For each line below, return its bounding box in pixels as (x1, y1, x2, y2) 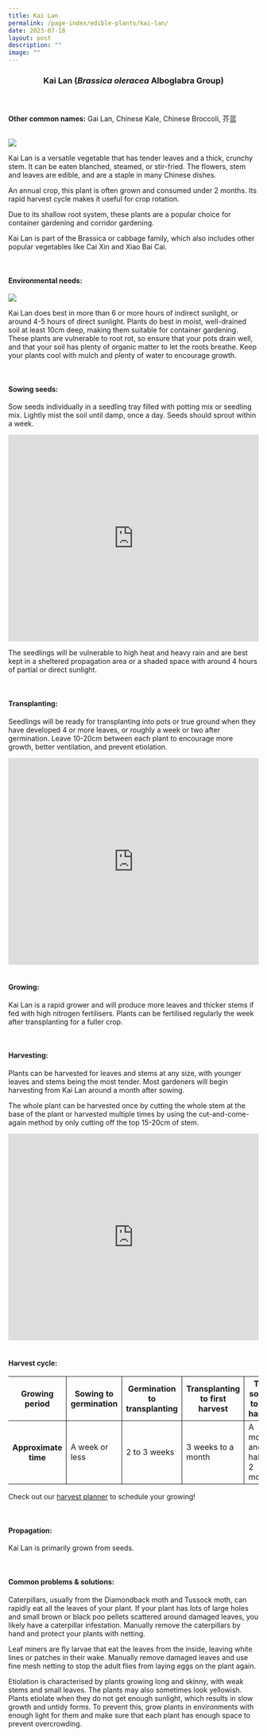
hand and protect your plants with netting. (8, 1628, 145, 1638)
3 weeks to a (186, 1442, 234, 1453)
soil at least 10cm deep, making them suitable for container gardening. (8, 325, 238, 335)
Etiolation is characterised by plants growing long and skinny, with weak (8, 1676, 244, 1686)
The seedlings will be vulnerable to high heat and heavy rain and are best (8, 648, 248, 658)
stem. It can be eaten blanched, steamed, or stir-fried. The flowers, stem (8, 161, 246, 171)
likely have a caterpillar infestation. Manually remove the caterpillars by (8, 1620, 241, 1630)
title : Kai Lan (8, 11, 59, 20)
